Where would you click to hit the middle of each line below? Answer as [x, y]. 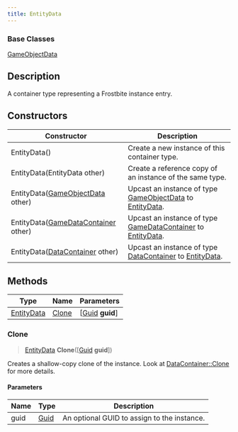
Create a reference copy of [173, 168]
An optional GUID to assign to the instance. [134, 418]
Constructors [38, 116]
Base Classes [31, 38]
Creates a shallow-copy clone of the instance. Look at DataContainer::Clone [118, 363]
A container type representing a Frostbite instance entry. [90, 94]
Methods [28, 281]
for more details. [31, 371]
